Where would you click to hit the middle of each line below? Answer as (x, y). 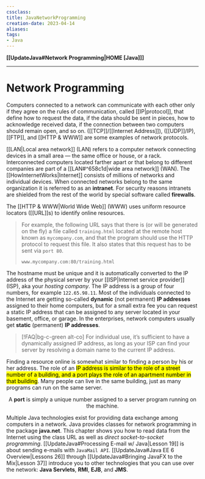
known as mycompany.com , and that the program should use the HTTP (107, 237)
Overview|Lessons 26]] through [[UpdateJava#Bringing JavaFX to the (95, 456)
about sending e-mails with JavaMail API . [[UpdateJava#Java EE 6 (90, 450)
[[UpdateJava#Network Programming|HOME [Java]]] (75, 58)
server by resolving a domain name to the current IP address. (98, 350)
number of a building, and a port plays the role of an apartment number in (99, 374)
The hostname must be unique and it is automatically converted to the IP (97, 273)
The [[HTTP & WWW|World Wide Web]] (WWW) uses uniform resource (96, 206)
